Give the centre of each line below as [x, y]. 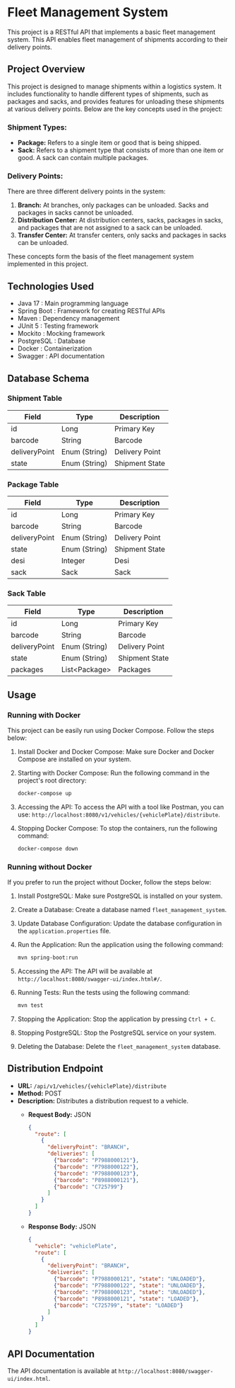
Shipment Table [35, 399]
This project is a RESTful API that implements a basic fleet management [112, 32]
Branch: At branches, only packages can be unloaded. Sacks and [113, 205]
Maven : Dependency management [68, 319]
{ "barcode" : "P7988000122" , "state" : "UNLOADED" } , [129, 1286]
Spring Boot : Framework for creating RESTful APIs [91, 311]
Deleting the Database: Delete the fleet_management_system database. [119, 1046]
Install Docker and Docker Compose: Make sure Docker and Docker [116, 752]
